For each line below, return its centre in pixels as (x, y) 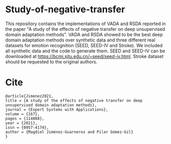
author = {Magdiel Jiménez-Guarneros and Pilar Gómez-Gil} (69, 132)
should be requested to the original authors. (52, 61)
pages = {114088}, (25, 118)
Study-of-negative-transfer (65, 9)
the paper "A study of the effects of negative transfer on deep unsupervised (85, 29)
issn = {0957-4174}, (27, 127)
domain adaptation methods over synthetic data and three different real (80, 40)
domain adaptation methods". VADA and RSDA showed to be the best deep (84, 34)
